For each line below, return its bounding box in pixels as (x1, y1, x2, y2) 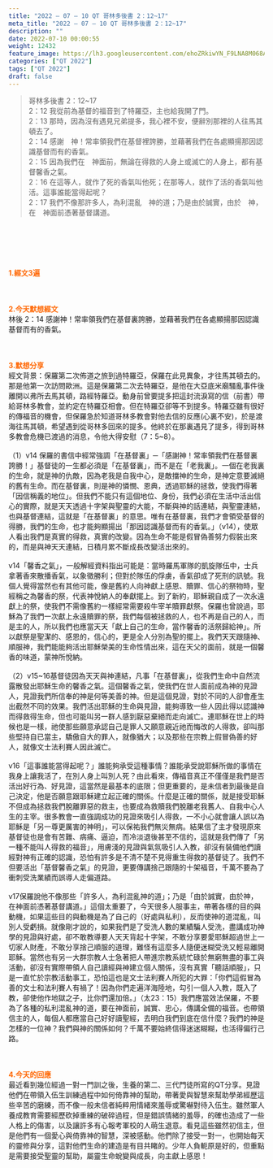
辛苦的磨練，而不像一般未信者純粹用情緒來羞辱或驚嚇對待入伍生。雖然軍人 (15, 1100, 265, 1109)
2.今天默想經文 (8, 304, 58, 314)
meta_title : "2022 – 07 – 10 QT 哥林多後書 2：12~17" (8, 20, 187, 28)
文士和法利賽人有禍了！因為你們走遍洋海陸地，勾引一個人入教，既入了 (22, 983, 258, 992)
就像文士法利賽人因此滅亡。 (22, 741, 115, 752)
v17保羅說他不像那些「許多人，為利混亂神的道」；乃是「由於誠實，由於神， (8, 891, 258, 901)
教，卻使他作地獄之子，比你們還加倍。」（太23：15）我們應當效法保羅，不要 (8, 992, 260, 1002)
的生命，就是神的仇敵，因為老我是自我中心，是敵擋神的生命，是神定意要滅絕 (8, 471, 265, 480)
